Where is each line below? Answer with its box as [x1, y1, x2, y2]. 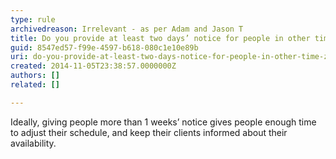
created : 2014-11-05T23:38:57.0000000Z [10, 61, 177, 71]
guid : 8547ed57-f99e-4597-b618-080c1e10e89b [10, 42, 199, 53]
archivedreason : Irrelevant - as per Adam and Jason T [10, 24, 244, 34]
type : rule [10, 14, 56, 25]
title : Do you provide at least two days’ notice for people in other [10, 33, 311, 43]
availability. [10, 137, 57, 149]
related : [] [10, 80, 60, 90]
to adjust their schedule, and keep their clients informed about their [10, 126, 288, 138]
